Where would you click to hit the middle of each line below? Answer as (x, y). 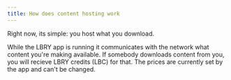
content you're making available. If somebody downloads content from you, (116, 54)
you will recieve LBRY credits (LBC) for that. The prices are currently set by (115, 62)
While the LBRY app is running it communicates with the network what (108, 47)
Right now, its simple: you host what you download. (81, 33)
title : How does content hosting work (64, 14)
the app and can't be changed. (51, 69)
